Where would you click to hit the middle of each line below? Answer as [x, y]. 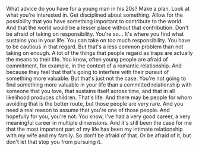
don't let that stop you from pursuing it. [54, 142]
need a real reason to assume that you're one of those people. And [88, 110]
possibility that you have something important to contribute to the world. [94, 21]
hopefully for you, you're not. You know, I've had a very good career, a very [99, 116]
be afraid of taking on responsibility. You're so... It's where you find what [95, 34]
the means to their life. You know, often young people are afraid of [87, 59]
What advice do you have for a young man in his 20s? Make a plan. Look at [98, 9]
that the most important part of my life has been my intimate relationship [94, 129]
